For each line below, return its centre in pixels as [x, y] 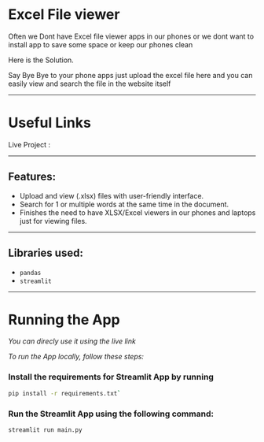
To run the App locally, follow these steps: [76, 357]
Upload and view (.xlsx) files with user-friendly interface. [112, 195]
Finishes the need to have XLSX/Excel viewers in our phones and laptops [137, 212]
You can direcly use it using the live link [72, 341]
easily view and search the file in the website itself [90, 84]
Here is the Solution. [41, 60]
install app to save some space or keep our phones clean [101, 44]
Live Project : [29, 144]
